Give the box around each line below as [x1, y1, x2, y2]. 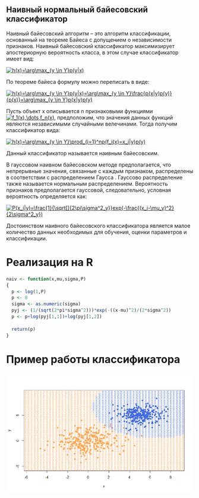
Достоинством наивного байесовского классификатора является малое [6, 222, 191, 229]
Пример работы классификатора [6, 352, 181, 366]
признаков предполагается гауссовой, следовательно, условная [6, 186, 171, 193]
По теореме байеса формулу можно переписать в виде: [6, 78, 150, 85]
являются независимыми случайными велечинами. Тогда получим [6, 120, 178, 127]
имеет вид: [6, 55, 34, 62]
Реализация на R [6, 256, 93, 269]
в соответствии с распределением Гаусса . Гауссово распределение [6, 174, 183, 181]
